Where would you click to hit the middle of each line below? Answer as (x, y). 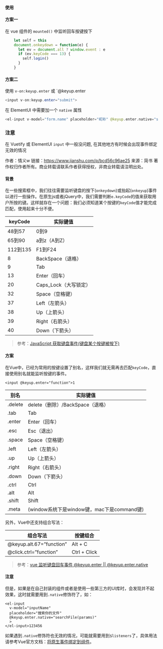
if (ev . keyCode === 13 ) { (44, 54)
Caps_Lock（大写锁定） (63, 285)
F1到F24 (46, 250)
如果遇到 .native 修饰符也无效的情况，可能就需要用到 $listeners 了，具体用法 (81, 635)
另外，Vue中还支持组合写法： (35, 522)
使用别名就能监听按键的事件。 (39, 373)
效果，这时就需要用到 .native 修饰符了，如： (49, 594)
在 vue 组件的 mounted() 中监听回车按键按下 (49, 31)
